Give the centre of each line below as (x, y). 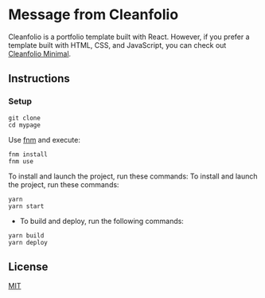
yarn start (26, 206)
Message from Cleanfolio (94, 15)
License (28, 267)
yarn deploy (28, 242)
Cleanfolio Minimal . (40, 53)
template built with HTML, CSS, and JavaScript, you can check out (117, 45)
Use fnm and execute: (45, 139)
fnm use (21, 161)
